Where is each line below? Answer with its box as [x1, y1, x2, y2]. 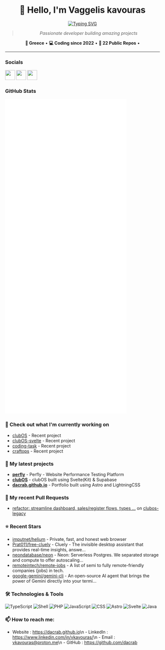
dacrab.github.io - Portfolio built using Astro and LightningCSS [12, 482, 141, 488]
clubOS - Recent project [12, 432, 61, 438]
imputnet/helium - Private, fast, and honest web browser [12, 536, 127, 542]
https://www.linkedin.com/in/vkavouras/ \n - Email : [12, 634, 115, 640]
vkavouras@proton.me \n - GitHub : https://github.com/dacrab [12, 640, 137, 646]
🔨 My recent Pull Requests [5, 494, 69, 501]
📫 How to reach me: [5, 616, 55, 623]
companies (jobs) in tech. [12, 567, 64, 573]
